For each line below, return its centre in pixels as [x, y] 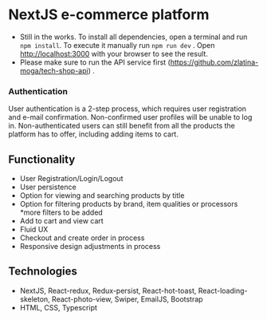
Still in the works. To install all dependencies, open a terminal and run [133, 37]
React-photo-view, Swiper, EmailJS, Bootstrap [127, 299]
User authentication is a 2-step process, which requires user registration [128, 109]
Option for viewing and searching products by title [102, 196]
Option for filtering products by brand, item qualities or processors [129, 204]
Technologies [43, 272]
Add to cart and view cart [61, 221]
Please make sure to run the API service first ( [95, 62]
